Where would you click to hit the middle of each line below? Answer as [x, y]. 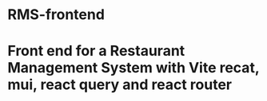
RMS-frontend [56, 15]
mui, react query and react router [120, 85]
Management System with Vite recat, [133, 68]
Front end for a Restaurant [96, 51]
